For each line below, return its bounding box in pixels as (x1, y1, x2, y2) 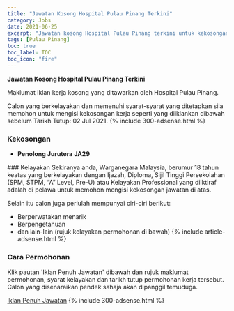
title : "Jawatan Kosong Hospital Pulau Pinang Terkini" (7, 10, 173, 17)
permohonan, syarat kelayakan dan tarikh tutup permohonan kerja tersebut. (7, 275, 224, 284)
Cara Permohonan (7, 252, 70, 261)
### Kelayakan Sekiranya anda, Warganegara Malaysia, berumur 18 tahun (7, 163, 219, 172)
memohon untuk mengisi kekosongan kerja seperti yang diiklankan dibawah (7, 109, 225, 117)
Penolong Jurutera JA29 (17, 150, 91, 158)
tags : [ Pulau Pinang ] (7, 36, 70, 43)
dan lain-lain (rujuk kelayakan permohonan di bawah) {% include (17, 227, 203, 236)
